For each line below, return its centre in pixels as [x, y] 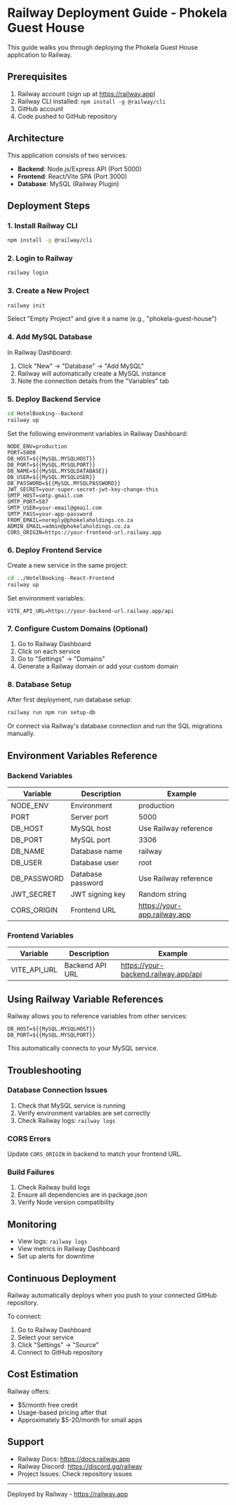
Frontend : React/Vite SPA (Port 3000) [72, 176]
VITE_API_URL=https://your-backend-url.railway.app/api [91, 611]
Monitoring [32, 1224]
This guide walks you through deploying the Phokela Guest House [103, 47]
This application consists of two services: [67, 155]
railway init [26, 305]
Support [26, 1442]
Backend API [85, 966]
